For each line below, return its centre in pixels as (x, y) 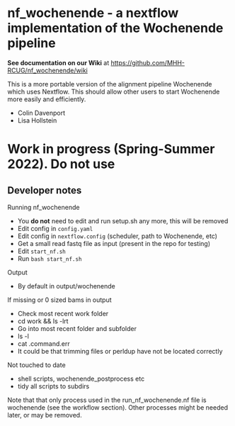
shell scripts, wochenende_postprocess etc (81, 379)
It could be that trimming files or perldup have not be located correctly (120, 351)
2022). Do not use (61, 164)
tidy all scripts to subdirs (53, 386)
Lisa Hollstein (37, 120)
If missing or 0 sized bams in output (59, 300)
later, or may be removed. (45, 415)
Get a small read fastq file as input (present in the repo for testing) (114, 243)
